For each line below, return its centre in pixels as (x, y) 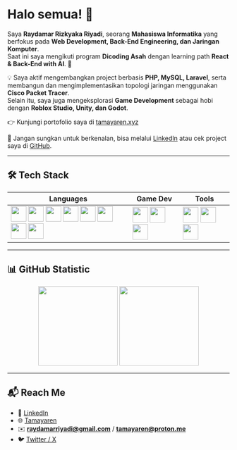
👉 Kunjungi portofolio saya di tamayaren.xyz (73, 122)
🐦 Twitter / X (37, 439)
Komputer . (23, 49)
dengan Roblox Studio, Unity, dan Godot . (68, 108)
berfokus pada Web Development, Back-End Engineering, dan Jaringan (114, 41)
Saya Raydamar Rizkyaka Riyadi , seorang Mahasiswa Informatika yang (113, 34)
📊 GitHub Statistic (49, 269)
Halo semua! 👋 (50, 14)
